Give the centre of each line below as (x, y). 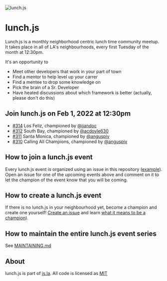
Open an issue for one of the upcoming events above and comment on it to (82, 174)
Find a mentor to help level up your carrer (55, 77)
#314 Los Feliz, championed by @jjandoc (55, 126)
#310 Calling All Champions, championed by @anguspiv (70, 141)
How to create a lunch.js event (53, 195)
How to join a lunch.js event (49, 157)
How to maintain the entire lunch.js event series (81, 233)
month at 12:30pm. (24, 52)
